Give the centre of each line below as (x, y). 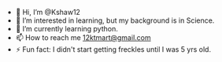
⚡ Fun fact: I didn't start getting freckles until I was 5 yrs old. (113, 49)
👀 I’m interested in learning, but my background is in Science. (115, 20)
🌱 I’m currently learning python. (67, 29)
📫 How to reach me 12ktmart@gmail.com (83, 38)
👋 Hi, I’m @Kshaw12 (48, 12)
